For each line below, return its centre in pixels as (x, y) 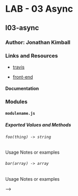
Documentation (22, 89)
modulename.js (20, 113)
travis (18, 67)
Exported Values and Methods (38, 125)
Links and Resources (32, 56)
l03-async (22, 28)
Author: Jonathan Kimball (38, 42)
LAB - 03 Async (39, 9)
